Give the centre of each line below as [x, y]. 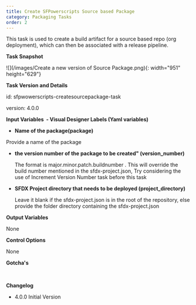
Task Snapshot [25, 57]
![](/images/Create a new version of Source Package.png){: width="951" [93, 68]
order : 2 [17, 22]
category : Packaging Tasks [39, 17]
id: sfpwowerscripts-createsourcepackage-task [63, 97]
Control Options [26, 240]
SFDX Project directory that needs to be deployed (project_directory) [100, 189]
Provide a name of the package [44, 142]
